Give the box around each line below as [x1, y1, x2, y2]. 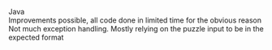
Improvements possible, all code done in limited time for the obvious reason [8, 15, 262, 25]
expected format [8, 32, 64, 42]
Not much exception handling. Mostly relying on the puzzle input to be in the [8, 24, 264, 33]
